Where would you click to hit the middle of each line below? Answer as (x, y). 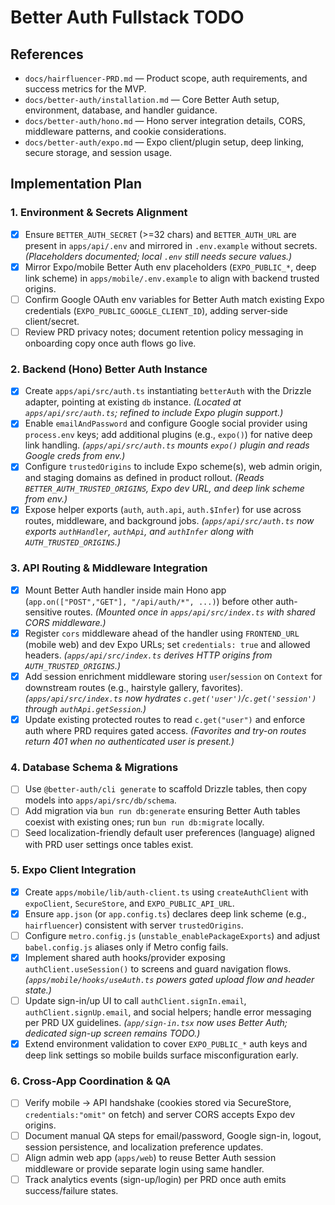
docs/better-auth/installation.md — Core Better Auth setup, (152, 99)
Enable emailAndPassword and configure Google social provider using (166, 423)
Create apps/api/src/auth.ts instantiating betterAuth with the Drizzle (168, 391)
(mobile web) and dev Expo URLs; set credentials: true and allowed (167, 644)
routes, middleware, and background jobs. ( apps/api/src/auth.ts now (169, 521)
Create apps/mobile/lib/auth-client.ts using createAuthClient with (166, 892)
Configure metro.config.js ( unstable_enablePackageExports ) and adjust (172, 935)
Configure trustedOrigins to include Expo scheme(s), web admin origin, (173, 467)
